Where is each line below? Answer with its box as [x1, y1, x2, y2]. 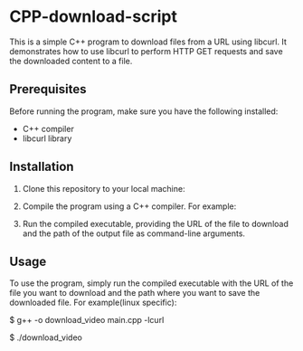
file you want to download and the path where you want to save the [9, 288, 260, 299]
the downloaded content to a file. [9, 55, 133, 66]
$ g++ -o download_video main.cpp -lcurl [9, 315, 165, 326]
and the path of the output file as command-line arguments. [22, 228, 246, 239]
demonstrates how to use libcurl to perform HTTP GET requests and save [9, 45, 283, 56]
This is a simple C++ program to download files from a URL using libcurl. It [9, 36, 288, 47]
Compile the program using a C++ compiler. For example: [22, 201, 237, 212]
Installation [9, 159, 74, 175]
